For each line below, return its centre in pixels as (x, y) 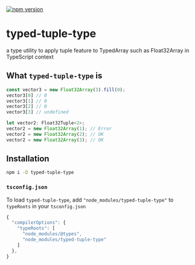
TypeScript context (30, 57)
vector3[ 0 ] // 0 (27, 95)
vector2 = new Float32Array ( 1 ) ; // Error (59, 129)
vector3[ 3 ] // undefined (37, 112)
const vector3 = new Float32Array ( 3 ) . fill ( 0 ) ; (66, 90)
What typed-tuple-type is (54, 76)
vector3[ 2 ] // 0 (27, 107)
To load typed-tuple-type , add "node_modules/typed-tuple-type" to (90, 200)
